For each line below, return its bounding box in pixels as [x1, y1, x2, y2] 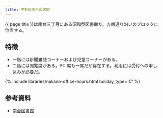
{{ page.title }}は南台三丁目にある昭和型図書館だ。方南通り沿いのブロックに [5, 21, 159, 27]
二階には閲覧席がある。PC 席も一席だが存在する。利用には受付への [12, 63, 149, 69]
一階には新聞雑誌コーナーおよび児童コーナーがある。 [12, 57, 120, 62]
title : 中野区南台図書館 [5, 7, 50, 12]
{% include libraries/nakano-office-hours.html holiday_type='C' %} [5, 79, 141, 84]
